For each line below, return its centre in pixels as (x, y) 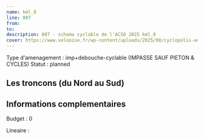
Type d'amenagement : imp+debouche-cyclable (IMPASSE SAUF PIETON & (100, 58)
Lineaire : (18, 130)
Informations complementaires (66, 104)
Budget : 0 (19, 119)
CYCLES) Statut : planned (38, 64)
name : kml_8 (21, 12)
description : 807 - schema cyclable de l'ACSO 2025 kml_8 (81, 35)
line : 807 (19, 18)
